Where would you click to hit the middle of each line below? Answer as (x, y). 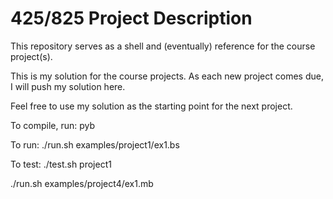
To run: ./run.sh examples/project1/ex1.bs (95, 144)
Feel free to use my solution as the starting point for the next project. (151, 106)
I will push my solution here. (68, 86)
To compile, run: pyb (53, 125)
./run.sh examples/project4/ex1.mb (82, 183)
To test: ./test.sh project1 (61, 164)
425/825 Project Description (131, 18)
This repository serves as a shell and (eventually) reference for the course (163, 46)
